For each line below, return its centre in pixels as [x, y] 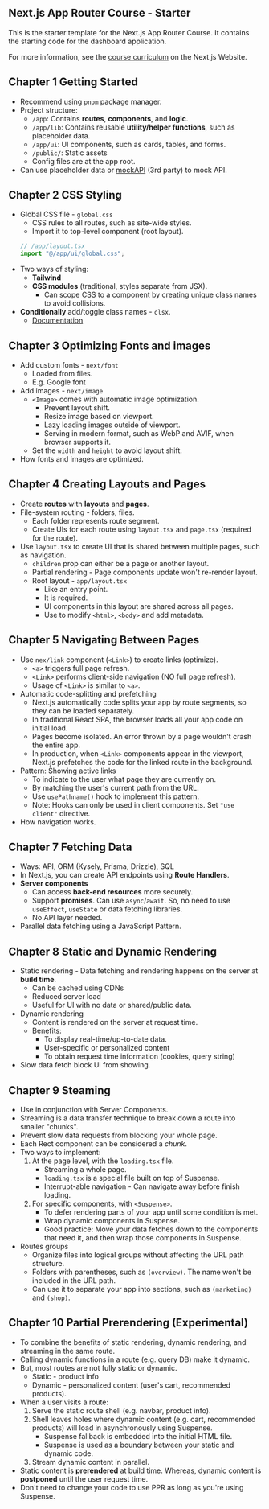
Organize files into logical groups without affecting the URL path [138, 1255]
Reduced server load [67, 997]
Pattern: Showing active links [68, 771]
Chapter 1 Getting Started [73, 82]
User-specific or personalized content [107, 1048]
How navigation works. [58, 822]
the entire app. [56, 745]
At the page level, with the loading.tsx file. [103, 1161]
